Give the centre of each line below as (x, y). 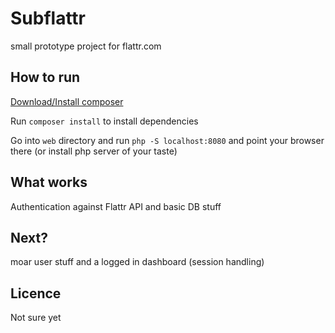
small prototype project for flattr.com (86, 46)
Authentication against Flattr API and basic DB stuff (116, 206)
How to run (45, 77)
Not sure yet (36, 318)
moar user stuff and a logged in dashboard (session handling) (137, 262)
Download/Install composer (67, 101)
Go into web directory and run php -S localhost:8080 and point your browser (167, 140)
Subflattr (48, 18)
